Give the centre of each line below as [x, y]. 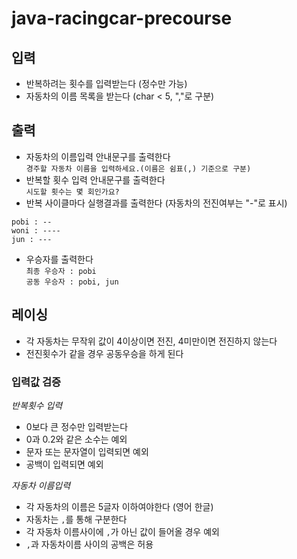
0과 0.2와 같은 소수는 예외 [76, 439]
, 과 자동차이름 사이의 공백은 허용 [89, 544]
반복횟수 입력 [37, 405]
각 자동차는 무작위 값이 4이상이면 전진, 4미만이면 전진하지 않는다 [151, 341]
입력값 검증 [36, 382]
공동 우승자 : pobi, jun [72, 282]
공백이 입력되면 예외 [64, 464]
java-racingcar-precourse [122, 18]
